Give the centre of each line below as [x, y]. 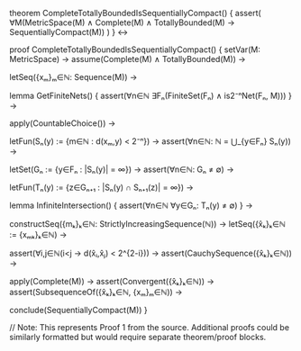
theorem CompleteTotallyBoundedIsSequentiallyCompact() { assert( [135, 13]
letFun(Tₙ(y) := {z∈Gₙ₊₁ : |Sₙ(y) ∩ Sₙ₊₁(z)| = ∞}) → [101, 187]
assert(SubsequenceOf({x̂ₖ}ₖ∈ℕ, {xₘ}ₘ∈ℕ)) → [96, 292]
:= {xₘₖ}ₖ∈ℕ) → [38, 234]
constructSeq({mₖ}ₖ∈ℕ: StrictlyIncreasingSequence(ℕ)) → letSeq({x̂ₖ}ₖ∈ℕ [147, 224]
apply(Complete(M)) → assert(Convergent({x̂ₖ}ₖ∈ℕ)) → [112, 281]
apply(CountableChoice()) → [63, 123]
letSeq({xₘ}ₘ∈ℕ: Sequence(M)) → [73, 77]
